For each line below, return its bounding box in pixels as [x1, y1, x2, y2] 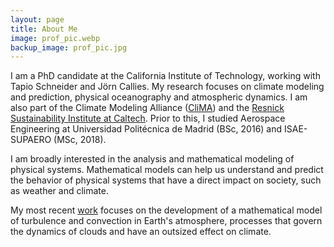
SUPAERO [10, 134, 52, 146]
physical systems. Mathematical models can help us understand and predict [10, 164, 324, 176]
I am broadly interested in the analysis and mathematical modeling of [10, 153, 295, 165]
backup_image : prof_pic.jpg [10, 42, 128, 53]
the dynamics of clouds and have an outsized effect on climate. [10, 226, 272, 238]
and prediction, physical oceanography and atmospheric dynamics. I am [10, 91, 308, 103]
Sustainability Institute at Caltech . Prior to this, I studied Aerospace [10, 112, 286, 125]
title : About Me [10, 24, 78, 34]
